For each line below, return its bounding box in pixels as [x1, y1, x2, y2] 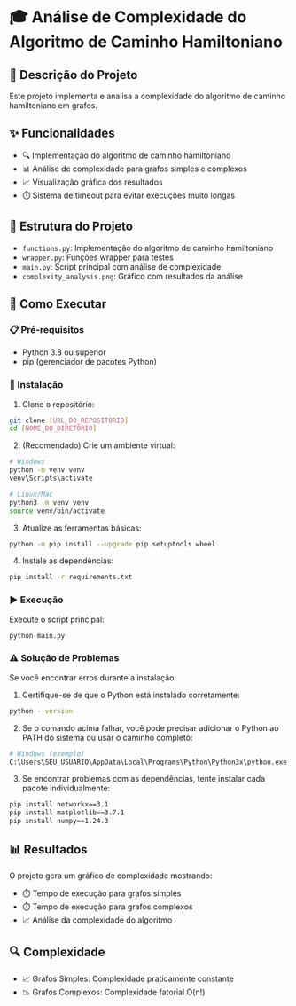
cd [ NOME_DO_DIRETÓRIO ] [9, 424, 97, 433]
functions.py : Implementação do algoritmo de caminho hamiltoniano [21, 242, 274, 253]
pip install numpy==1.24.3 [9, 817, 109, 826]
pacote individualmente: [21, 782, 111, 794]
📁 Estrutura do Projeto [9, 219, 133, 234]
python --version [9, 706, 74, 715]
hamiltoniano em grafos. [9, 100, 98, 111]
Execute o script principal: [9, 614, 105, 625]
